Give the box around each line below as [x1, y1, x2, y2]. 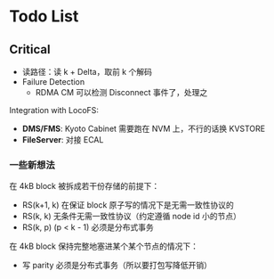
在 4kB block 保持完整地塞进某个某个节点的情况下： [9, 241, 198, 251]
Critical [9, 42, 51, 57]
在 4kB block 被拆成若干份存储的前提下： [9, 181, 160, 192]
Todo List [9, 6, 79, 27]
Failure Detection [21, 77, 85, 86]
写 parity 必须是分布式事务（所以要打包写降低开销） [21, 260, 212, 271]
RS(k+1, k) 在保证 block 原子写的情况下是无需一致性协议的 [21, 200, 234, 210]
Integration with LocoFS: [9, 105, 100, 115]
